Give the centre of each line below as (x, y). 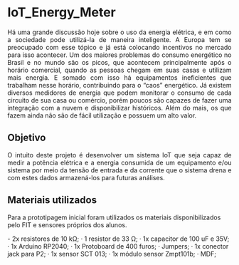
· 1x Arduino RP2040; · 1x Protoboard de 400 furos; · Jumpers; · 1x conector (118, 246)
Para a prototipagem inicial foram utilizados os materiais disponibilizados (114, 217)
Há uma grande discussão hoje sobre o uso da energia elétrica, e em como (119, 32)
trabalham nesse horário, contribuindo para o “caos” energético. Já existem (119, 85)
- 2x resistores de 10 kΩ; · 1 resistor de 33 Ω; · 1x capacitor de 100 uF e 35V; (118, 239)
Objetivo (27, 138)
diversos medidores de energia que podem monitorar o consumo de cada (119, 93)
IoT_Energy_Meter (62, 12)
